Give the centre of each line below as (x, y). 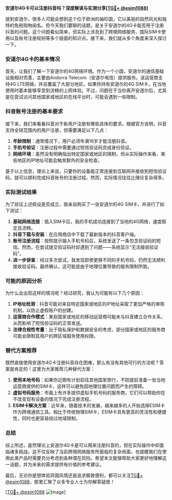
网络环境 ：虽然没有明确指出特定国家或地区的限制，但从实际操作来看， (87, 154)
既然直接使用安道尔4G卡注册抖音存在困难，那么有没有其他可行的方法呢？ (82, 363)
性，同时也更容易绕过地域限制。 (46, 418)
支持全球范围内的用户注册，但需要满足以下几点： (57, 130)
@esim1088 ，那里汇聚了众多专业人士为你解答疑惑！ (60, 482)
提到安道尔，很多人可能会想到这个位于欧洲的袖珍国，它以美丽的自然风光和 (84, 19)
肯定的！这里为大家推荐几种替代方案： (55, 369)
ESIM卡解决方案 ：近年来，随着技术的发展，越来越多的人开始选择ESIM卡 (89, 406)
